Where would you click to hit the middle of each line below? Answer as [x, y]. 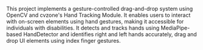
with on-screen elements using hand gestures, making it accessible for [95, 21]
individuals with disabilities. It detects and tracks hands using [83, 28]
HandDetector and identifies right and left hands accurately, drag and [110, 34]
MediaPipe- [175, 28]
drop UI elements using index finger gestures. [64, 41]
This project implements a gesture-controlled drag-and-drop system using [100, 9]
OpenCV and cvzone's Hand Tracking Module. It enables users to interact [98, 15]
